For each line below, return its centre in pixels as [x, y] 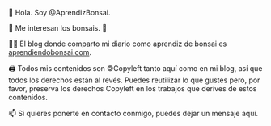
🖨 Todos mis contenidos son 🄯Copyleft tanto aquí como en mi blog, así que [135, 68]
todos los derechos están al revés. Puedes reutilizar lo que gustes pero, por [134, 80]
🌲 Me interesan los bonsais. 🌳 [58, 28]
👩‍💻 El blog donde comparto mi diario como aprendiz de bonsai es [118, 44]
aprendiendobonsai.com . [50, 52]
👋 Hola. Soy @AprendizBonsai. [59, 13]
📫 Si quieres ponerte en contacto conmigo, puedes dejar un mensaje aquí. [133, 113]
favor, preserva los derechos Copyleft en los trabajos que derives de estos [133, 88]
